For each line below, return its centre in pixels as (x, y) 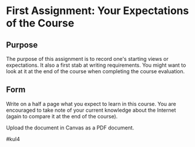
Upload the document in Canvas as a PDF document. (70, 128)
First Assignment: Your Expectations (97, 11)
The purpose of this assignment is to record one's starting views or (87, 59)
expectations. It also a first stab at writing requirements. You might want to (96, 65)
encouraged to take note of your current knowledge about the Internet (91, 110)
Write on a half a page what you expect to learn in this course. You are (91, 104)
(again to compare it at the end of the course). (62, 116)
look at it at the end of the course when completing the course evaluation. (95, 71)
